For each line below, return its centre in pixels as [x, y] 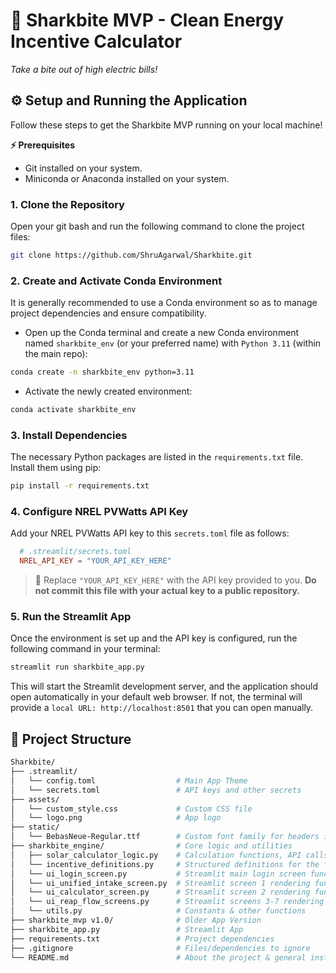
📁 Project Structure [71, 739]
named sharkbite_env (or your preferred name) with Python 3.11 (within [173, 343]
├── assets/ [35, 799]
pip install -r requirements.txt [80, 486]
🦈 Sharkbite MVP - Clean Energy [147, 20]
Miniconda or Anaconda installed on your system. [127, 178]
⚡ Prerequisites [43, 145]
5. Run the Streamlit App [71, 617]
